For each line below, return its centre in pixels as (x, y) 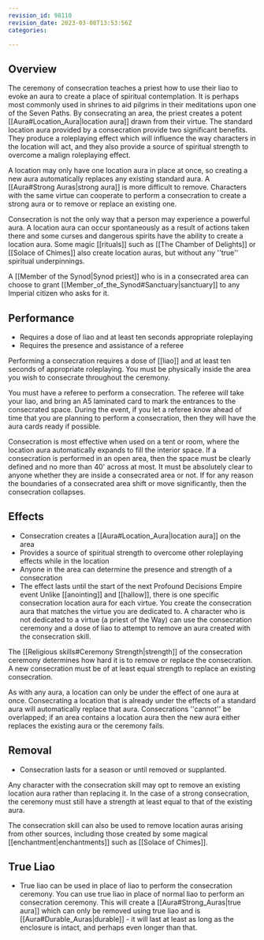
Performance (41, 318)
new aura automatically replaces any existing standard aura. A (109, 179)
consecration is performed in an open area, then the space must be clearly (130, 458)
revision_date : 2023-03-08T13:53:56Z (70, 23)
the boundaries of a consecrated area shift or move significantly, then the (127, 483)
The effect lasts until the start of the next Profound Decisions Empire (131, 586)
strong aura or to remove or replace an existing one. (93, 204)
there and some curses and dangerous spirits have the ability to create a (126, 236)
